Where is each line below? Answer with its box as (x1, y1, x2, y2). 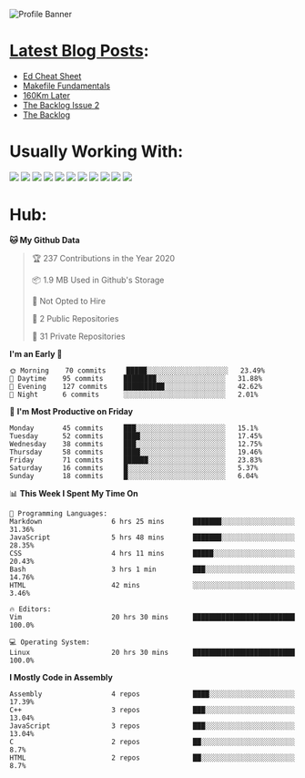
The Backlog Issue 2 (22, 99, 100, 110)
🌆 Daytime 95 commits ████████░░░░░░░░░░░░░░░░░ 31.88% (9, 374, 262, 383)
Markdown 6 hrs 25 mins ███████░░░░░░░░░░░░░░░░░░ (9, 517, 296, 526)
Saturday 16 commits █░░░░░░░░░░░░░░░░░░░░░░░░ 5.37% (9, 463, 259, 473)
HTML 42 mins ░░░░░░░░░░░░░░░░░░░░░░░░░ (9, 580, 296, 589)
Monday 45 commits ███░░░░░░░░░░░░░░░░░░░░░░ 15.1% (9, 424, 259, 433)
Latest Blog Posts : (9, 41, 149, 61)
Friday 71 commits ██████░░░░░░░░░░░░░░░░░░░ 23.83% (9, 456, 262, 465)
